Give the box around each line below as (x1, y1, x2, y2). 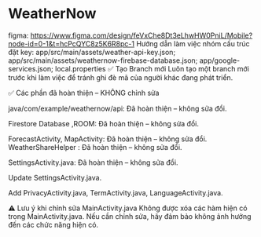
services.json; (8, 64, 53, 73)
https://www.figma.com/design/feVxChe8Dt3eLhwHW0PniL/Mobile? (30, 31, 253, 40)
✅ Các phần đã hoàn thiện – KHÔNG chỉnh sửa (8, 88, 160, 97)
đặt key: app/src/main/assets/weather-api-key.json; (8, 47, 176, 57)
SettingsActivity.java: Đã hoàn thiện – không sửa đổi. (8, 158, 178, 167)
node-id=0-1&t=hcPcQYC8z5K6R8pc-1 (8, 38, 135, 48)
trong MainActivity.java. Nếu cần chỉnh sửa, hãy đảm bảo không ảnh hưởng (8, 211, 252, 221)
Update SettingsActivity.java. (8, 173, 102, 182)
